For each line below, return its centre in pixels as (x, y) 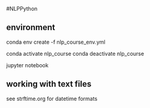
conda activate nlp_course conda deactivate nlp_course (75, 53)
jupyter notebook (28, 65)
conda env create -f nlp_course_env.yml (56, 42)
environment (31, 27)
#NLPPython (22, 9)
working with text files (49, 84)
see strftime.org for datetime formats (52, 98)
